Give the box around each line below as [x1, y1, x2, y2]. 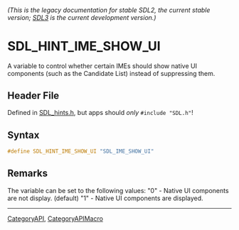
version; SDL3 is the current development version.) [7, 13, 156, 21]
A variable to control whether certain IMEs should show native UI [7, 61, 198, 70]
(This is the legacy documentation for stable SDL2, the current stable [7, 6, 211, 14]
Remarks [7, 168, 48, 180]
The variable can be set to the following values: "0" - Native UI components [7, 186, 229, 195]
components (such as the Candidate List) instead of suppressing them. [7, 69, 216, 77]
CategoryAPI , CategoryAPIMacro [7, 214, 103, 223]
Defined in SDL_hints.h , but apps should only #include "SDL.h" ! [7, 109, 193, 117]
